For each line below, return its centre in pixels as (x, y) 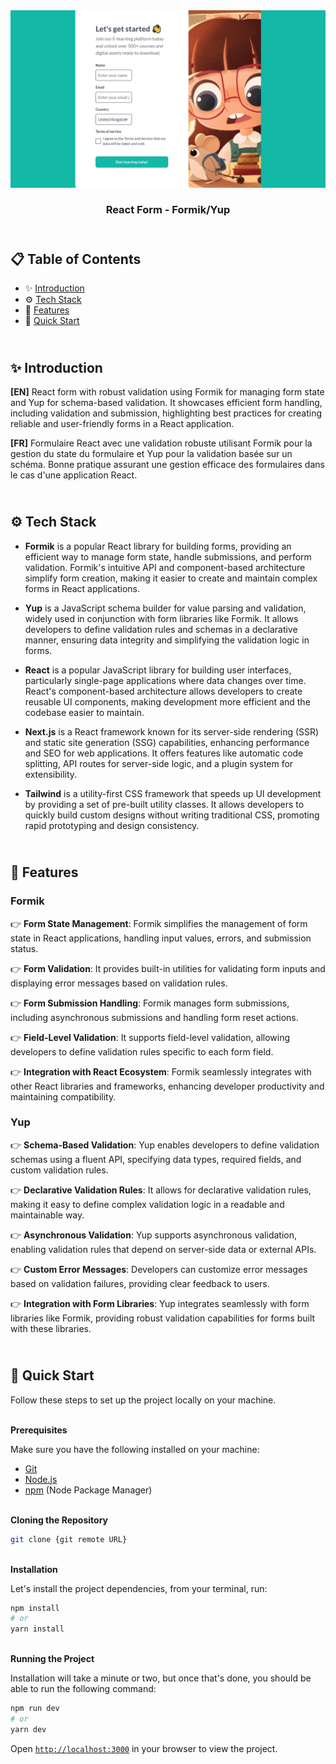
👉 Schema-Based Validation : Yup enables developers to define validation (165, 1145)
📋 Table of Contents (76, 259)
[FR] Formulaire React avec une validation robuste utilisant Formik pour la (161, 443)
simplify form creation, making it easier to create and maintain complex (171, 578)
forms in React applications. (82, 588)
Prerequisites (39, 1430)
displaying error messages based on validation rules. (119, 983)
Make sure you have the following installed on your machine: (135, 1449)
